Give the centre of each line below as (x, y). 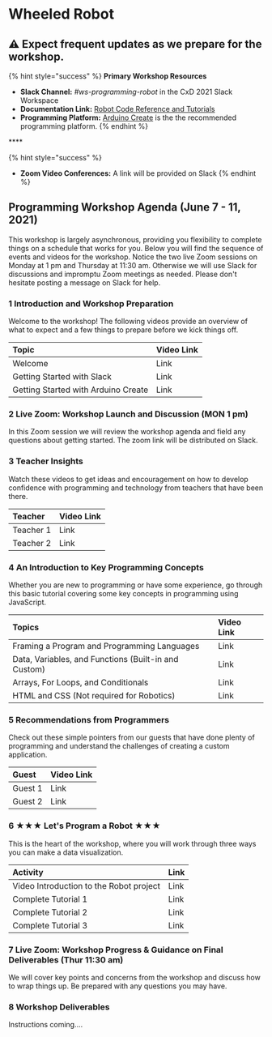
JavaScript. (28, 602)
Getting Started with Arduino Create (81, 390)
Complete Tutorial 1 (50, 898)
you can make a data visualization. (66, 852)
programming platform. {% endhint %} (84, 126)
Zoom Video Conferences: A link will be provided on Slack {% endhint (138, 173)
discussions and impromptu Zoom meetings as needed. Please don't (123, 274)
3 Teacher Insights (46, 461)
